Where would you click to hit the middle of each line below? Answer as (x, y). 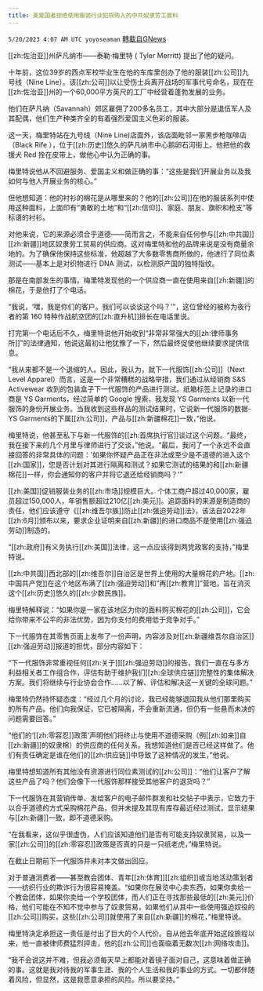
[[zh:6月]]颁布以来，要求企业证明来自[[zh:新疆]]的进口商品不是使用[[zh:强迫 (130, 520)
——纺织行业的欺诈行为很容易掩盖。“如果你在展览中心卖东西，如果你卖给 (126, 887)
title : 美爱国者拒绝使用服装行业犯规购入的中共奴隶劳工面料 (93, 15)
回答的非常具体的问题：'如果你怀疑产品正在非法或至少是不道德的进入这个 (132, 454)
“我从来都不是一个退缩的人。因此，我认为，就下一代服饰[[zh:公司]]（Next (126, 369)
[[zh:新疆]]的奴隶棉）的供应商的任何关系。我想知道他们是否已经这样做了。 (128, 745)
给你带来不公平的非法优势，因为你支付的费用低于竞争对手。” (104, 619)
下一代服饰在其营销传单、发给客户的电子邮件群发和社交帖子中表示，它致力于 (131, 798)
